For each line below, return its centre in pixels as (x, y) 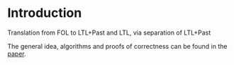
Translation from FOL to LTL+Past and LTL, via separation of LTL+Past (109, 32)
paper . (17, 54)
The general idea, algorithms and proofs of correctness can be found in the (117, 46)
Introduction (45, 13)
